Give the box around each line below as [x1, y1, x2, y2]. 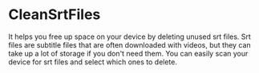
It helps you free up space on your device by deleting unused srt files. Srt [8, 32, 251, 41]
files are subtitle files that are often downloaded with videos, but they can [8, 40, 251, 49]
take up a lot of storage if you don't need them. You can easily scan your [8, 48, 249, 58]
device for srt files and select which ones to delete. [8, 57, 178, 67]
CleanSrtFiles [8, 6, 101, 24]
